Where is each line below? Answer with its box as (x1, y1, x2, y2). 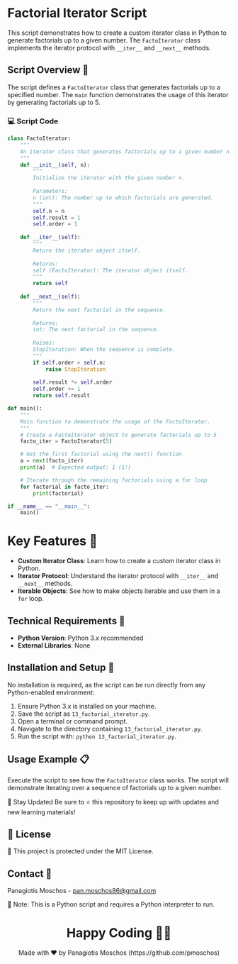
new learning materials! (7, 807, 76, 816)
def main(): (7, 405, 42, 412)
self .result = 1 (33, 214, 81, 221)
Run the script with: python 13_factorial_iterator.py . (17, 732, 177, 741)
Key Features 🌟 (7, 533, 98, 549)
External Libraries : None (17, 641, 91, 650)
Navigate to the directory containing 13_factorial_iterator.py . (17, 724, 203, 733)
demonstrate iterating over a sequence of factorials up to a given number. (7, 783, 222, 792)
